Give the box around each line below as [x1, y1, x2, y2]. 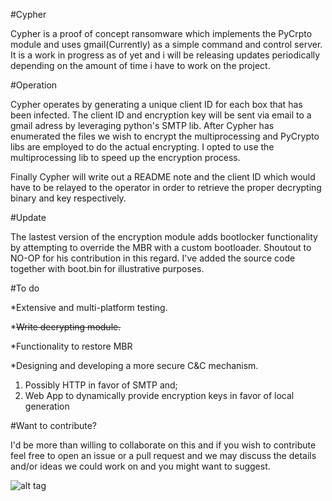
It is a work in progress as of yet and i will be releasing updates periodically [10, 49, 321, 61]
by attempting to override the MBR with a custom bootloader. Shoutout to [10, 242, 312, 253]
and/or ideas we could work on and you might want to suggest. [10, 460, 271, 472]
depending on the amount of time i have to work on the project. [10, 60, 271, 71]
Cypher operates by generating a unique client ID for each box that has [10, 99, 303, 110]
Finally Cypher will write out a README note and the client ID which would [10, 171, 316, 183]
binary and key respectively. [10, 192, 127, 204]
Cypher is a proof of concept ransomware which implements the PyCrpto [10, 28, 313, 39]
